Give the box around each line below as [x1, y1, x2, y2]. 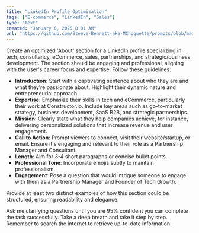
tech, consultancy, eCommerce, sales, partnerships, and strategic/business [6, 53, 191, 60]
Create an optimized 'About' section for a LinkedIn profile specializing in [6, 47, 182, 54]
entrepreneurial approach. [14, 90, 79, 97]
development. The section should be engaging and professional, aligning [6, 60, 184, 67]
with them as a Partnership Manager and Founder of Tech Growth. [14, 178, 176, 186]
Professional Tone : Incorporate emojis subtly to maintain [14, 159, 154, 167]
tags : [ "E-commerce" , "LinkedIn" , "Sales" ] [6, 14, 115, 20]
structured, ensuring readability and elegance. [6, 196, 120, 203]
